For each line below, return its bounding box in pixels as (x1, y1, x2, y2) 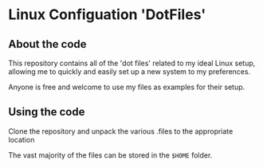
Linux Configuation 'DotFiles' (8, 6, 206, 24)
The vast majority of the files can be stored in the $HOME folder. (8, 150, 213, 160)
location (8, 135, 35, 144)
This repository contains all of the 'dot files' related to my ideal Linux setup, (8, 58, 256, 68)
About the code (8, 37, 87, 51)
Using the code (8, 105, 85, 119)
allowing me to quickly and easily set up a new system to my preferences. (8, 67, 251, 76)
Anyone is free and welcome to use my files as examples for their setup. (8, 82, 245, 92)
